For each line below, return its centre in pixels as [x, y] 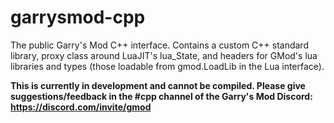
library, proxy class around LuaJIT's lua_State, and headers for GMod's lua [164, 55]
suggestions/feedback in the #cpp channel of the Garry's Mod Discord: [161, 96]
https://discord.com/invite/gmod [81, 107]
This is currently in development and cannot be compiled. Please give [158, 85]
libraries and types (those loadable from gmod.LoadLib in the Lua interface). [167, 66]
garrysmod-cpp [78, 17]
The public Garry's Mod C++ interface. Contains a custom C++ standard [159, 45]
